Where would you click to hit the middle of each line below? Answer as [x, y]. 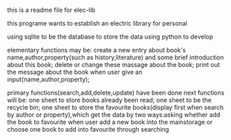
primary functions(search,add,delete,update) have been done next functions [116, 93]
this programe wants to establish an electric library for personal [97, 23]
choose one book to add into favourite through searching [88, 129]
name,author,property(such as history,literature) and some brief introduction [115, 57]
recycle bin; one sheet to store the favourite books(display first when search [115, 107]
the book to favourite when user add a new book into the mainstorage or [110, 122]
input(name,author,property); [48, 79]
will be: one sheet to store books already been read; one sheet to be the [109, 100]
